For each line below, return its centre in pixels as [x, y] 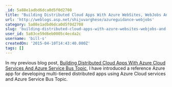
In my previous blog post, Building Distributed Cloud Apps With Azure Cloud [85, 62]
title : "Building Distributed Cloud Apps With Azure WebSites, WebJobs [83, 15]
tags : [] [15, 48]
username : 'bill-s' [26, 39]
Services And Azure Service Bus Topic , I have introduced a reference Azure [85, 68]
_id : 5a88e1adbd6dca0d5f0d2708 [39, 10]
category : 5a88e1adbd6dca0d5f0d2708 [44, 24]
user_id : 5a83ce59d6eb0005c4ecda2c [43, 34]
